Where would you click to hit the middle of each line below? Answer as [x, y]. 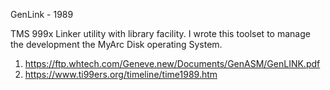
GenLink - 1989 [42, 14]
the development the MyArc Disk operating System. [116, 44]
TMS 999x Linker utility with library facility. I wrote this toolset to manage [160, 33]
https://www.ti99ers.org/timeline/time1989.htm [121, 74]
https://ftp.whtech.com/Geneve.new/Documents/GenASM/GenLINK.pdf [172, 63]
